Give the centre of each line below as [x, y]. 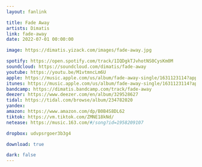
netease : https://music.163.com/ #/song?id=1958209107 [75, 123]
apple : [14, 78]
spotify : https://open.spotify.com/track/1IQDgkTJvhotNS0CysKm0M [90, 61]
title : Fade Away [28, 23]
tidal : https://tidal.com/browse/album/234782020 [70, 100]
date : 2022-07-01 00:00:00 [40, 40]
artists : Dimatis [28, 28]
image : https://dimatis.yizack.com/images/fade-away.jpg [79, 50]
